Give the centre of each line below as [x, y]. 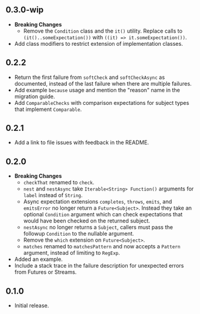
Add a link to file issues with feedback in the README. [82, 143]
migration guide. [35, 96]
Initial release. [32, 306]
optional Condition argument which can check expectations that [103, 215]
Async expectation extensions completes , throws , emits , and [98, 202]
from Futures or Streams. [45, 272]
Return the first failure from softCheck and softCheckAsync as [89, 77]
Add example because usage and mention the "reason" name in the [97, 90]
